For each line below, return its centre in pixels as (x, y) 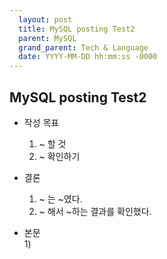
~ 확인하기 (59, 156)
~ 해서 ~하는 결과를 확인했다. (95, 211)
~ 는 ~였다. (60, 198)
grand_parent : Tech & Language (83, 47)
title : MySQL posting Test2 (77, 29)
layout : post (45, 19)
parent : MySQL (47, 38)
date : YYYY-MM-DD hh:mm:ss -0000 (88, 57)
